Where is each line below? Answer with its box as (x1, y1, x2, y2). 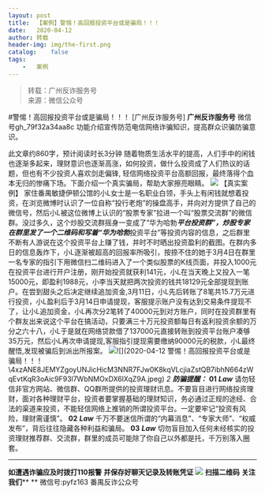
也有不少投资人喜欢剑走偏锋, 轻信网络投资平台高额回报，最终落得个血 (28, 168, 254, 178)
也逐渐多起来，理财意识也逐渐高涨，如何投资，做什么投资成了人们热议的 (8, 159, 243, 168)
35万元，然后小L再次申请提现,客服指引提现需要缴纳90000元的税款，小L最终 (8, 336, 256, 346)
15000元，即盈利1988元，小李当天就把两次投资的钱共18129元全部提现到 (8, 277, 242, 286)
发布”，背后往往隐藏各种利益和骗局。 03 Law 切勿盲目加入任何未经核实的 (8, 423, 248, 432)
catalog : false (8, 48, 69, 56)
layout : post (8, 11, 51, 20)
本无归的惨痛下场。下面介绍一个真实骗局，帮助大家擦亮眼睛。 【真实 (8, 178, 241, 188)
